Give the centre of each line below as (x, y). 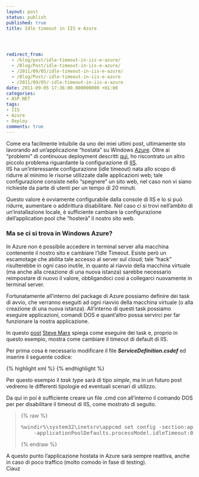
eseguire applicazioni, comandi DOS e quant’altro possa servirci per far (93, 315)
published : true (26, 23)
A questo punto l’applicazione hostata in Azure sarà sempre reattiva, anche (98, 456)
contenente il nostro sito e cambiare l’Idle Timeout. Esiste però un (86, 253)
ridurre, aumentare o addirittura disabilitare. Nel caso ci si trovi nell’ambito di (99, 205)
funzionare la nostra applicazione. (48, 321)
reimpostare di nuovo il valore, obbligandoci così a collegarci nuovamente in (99, 278)
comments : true (25, 126)
